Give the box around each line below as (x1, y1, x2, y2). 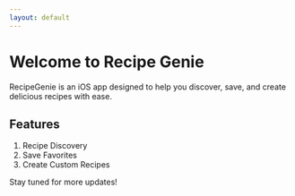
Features (9, 116, 60, 132)
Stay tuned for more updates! (9, 176, 118, 188)
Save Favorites (22, 149, 78, 161)
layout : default (9, 13, 70, 22)
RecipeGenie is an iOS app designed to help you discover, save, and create (9, 81, 287, 92)
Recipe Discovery (22, 141, 88, 151)
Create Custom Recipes (22, 159, 110, 170)
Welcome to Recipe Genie (9, 51, 204, 72)
